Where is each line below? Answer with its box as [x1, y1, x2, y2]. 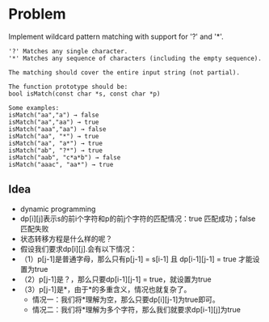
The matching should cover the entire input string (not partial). [8, 68, 241, 77]
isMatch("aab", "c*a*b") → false [8, 153, 121, 162]
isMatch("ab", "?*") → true [8, 146, 103, 155]
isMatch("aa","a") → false [8, 111, 99, 119]
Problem [8, 5, 66, 23]
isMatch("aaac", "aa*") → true [8, 160, 114, 168]
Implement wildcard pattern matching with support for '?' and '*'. [8, 32, 224, 41]
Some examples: [8, 104, 60, 112]
